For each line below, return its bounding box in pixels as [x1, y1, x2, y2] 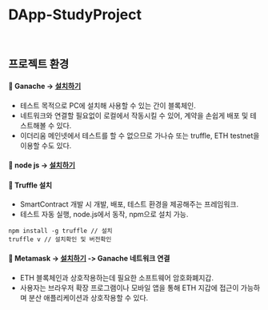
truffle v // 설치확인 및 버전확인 [8, 236, 112, 244]
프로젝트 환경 [8, 58, 70, 71]
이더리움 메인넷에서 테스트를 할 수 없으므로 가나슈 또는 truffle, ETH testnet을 [19, 131, 260, 140]
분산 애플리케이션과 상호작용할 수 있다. [28, 292, 149, 302]
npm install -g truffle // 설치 [8, 227, 114, 236]
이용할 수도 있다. [19, 140, 72, 150]
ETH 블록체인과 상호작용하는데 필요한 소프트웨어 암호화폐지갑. [19, 272, 214, 282]
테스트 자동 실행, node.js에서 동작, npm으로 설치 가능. [19, 210, 189, 219]
